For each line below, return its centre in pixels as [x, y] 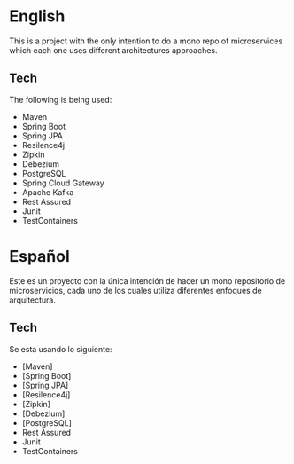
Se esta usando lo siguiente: [61, 349]
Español [40, 256]
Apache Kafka [48, 192]
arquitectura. [32, 300]
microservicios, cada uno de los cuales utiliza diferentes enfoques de [136, 290]
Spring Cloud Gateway [63, 183]
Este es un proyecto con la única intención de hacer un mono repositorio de [147, 280]
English [37, 16]
